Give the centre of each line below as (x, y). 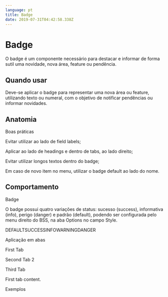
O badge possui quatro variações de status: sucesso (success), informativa (84, 209)
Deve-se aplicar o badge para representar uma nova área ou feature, (77, 93)
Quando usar (26, 80)
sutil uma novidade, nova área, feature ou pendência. (61, 64)
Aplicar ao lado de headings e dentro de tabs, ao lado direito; (69, 151)
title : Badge (19, 15)
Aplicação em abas (25, 239)
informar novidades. (26, 103)
